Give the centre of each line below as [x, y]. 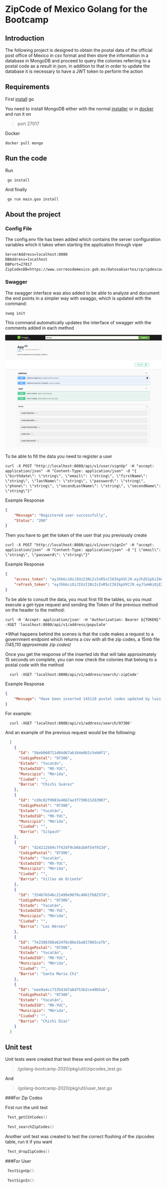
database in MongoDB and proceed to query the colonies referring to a [78, 61]
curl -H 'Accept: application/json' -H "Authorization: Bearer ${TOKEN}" [83, 619]
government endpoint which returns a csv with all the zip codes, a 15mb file [83, 639]
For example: [19, 714]
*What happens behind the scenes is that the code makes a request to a [80, 634]
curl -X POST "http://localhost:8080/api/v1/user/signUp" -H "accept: [80, 466]
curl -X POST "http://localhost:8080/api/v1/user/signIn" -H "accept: [80, 545]
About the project [33, 215]
